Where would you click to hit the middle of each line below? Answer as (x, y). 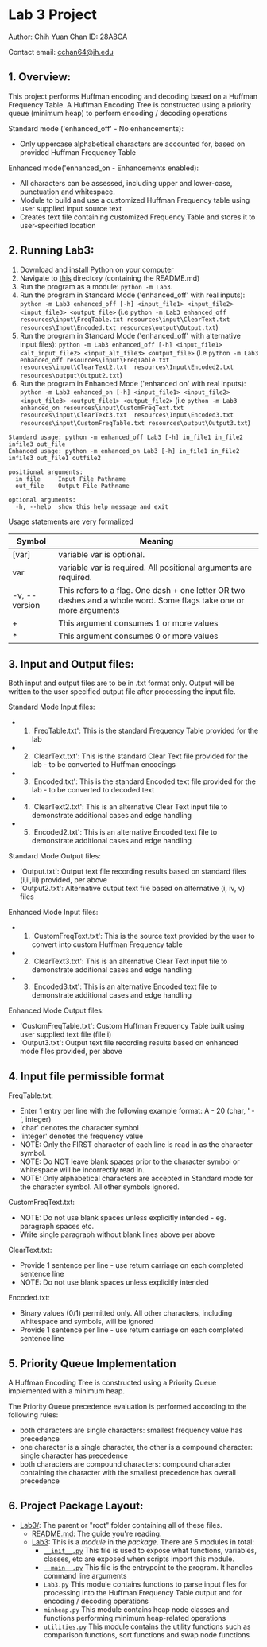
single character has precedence (74, 1455)
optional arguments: (43, 500)
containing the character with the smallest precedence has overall (128, 1473)
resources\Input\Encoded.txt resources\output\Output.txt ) (119, 327)
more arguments (89, 610)
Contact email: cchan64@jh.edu (61, 52)
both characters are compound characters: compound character (126, 1464)
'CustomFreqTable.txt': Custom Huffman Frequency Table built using (132, 1026)
